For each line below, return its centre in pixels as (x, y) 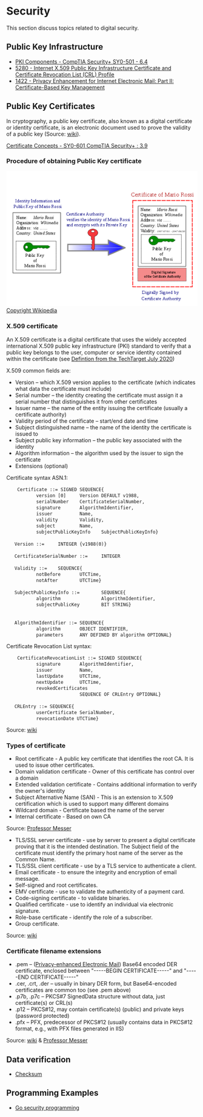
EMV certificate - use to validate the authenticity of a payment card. (100, 891)
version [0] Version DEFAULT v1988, (88, 496)
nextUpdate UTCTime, (69, 682)
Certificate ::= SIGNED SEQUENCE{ (61, 489)
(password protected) (42, 1016)
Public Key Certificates (51, 106)
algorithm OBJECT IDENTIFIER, (82, 629)
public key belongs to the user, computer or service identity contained (94, 352)
